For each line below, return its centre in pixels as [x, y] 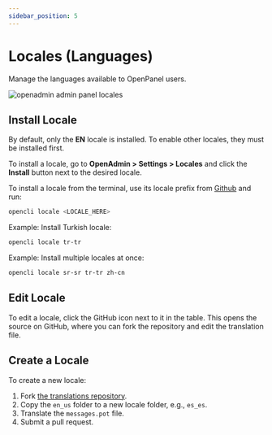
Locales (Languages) [81, 56]
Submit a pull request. [57, 422]
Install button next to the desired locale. [75, 172]
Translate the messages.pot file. [72, 413]
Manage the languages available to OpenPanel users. [97, 79]
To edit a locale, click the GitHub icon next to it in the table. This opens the [133, 317]
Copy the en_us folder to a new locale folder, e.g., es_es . [114, 404]
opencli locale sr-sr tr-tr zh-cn [67, 273]
